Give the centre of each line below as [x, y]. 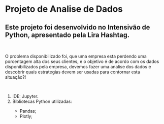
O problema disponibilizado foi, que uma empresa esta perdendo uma [76, 56]
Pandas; [28, 111]
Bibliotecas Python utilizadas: [42, 101]
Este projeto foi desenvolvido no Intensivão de [78, 27]
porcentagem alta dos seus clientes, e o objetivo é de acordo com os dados [82, 62]
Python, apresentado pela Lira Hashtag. [67, 35]
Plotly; [26, 116]
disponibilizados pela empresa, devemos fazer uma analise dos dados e [78, 67]
